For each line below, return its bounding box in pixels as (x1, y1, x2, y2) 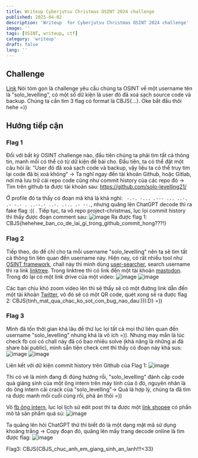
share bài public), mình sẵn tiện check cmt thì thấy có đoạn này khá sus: (6, 344, 182, 351)
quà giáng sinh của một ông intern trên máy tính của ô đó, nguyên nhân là (6, 379, 186, 386)
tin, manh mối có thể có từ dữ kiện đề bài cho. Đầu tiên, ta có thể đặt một (6, 158, 184, 165)
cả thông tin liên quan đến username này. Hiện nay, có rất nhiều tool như (6, 254, 183, 261)
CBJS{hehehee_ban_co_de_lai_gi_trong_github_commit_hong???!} (6, 220, 167, 227)
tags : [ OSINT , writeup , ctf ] (6, 31, 78, 37)
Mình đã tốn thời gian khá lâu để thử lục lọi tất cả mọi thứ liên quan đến (6, 325, 179, 332)
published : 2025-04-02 (6, 14, 62, 20)
